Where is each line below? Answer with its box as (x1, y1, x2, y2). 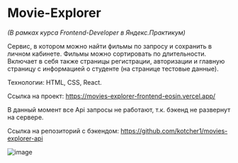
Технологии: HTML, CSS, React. (7, 78, 103, 86)
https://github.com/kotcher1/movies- (120, 126, 228, 135)
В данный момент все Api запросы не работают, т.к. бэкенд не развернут (7, 105, 231, 114)
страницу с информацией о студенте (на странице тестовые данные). (7, 64, 219, 73)
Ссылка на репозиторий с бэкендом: (7, 126, 119, 135)
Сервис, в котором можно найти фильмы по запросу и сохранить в (7, 42, 212, 50)
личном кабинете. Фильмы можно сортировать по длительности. (7, 49, 207, 58)
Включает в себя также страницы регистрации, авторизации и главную (7, 56, 225, 65)
